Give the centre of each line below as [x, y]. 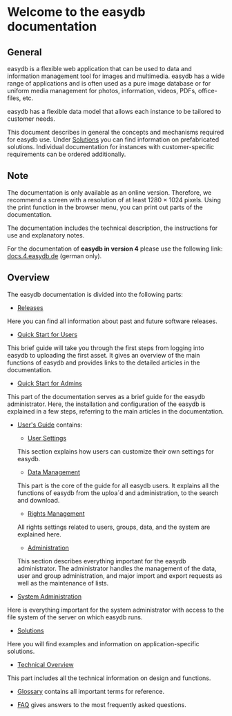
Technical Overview [45, 664]
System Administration [49, 596]
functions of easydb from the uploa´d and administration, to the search [118, 493]
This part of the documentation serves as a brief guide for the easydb [106, 396]
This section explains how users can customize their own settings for [115, 451]
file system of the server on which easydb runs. [75, 617]
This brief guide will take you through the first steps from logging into [106, 348]
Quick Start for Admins [50, 383]
